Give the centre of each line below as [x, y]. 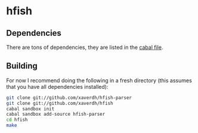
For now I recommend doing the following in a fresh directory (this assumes [99, 80]
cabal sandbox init [30, 109]
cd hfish [17, 120]
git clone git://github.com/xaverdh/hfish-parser [69, 98]
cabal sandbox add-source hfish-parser [56, 115]
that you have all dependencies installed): [57, 86]
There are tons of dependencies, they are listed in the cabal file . [85, 47]
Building [22, 66]
